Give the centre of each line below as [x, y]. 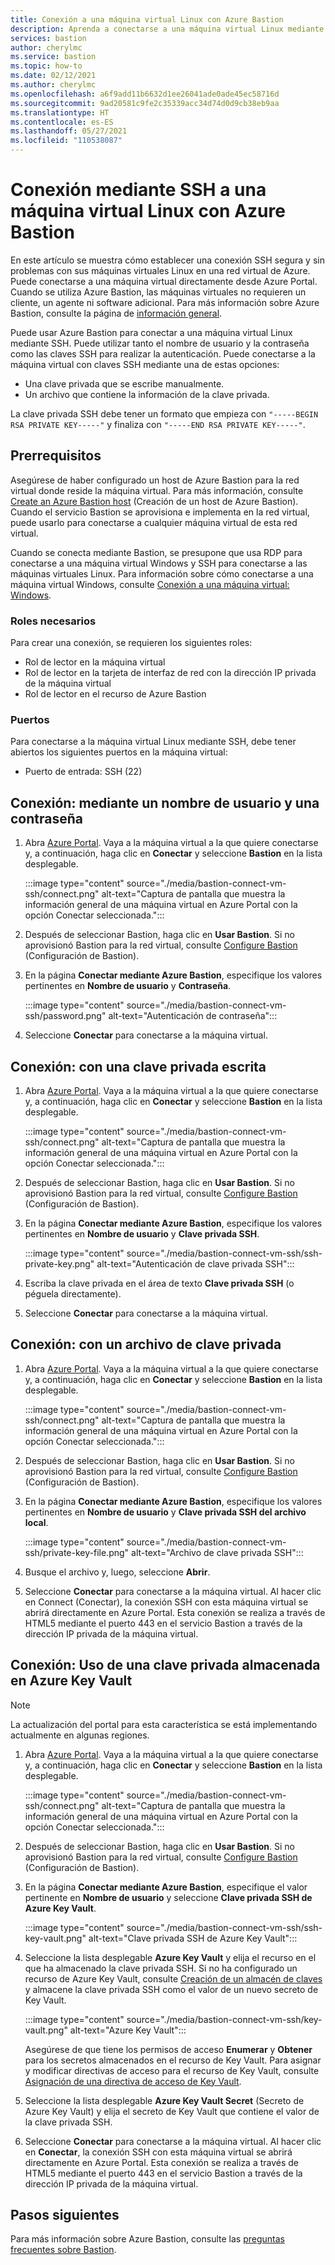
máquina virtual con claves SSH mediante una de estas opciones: [145, 364]
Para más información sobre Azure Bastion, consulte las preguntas [147, 2239]
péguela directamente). [73, 1293]
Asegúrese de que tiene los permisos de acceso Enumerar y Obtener [168, 2049]
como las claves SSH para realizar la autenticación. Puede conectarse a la [163, 353]
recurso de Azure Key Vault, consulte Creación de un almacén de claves [173, 1978]
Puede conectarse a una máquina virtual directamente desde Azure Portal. [164, 281]
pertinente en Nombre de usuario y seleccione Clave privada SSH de [168, 1897]
